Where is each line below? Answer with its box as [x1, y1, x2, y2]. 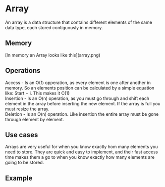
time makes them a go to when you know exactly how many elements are [5, 154, 155, 160]
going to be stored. [5, 159, 44, 166]
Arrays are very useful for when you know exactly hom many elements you [5, 144, 158, 150]
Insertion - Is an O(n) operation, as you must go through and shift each [5, 95, 150, 101]
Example [5, 174, 33, 182]
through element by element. [5, 116, 64, 122]
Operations [5, 66, 41, 75]
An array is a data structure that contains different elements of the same [5, 19, 153, 25]
